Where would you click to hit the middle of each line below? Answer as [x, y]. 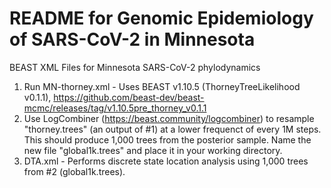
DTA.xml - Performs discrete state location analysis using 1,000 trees [166, 161]
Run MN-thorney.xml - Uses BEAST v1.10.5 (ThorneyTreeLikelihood [162, 86]
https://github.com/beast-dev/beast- [129, 97]
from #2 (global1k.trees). [74, 171]
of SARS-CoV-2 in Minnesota [132, 39]
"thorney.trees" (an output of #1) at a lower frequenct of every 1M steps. [172, 129]
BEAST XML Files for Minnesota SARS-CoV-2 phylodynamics [135, 67]
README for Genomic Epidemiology [161, 18]
